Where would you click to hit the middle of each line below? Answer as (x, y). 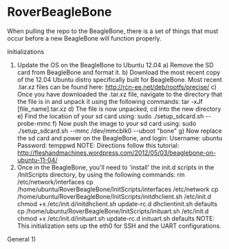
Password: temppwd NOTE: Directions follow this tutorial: (98, 145)
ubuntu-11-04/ (37, 160)
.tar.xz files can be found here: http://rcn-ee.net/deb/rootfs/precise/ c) (117, 87)
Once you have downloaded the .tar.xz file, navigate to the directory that (120, 94)
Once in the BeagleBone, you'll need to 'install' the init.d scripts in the (116, 167)
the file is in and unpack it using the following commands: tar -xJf (110, 101)
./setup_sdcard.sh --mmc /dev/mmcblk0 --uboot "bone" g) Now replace (119, 131)
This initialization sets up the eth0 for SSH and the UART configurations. (119, 226)
